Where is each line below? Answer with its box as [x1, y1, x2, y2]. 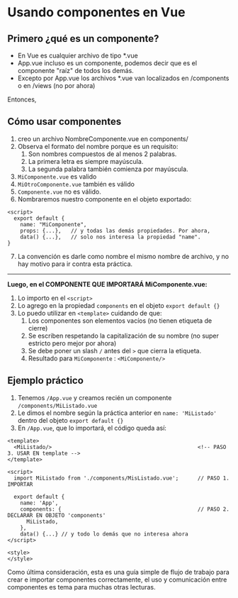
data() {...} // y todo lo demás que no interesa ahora [20, 530, 189, 538]
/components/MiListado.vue [17, 402, 98, 409]
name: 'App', [20, 499, 59, 506]
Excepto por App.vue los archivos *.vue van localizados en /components [17, 74, 229, 82]
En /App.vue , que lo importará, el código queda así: [17, 423, 166, 432]
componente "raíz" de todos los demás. [17, 67, 135, 74]
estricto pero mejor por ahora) [28, 338, 117, 348]
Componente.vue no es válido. [17, 187, 101, 196]
